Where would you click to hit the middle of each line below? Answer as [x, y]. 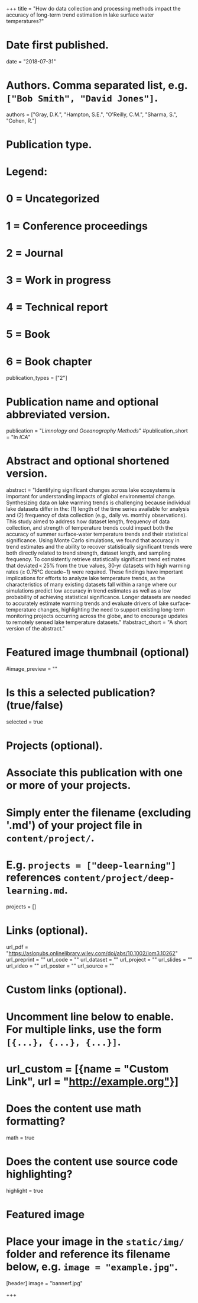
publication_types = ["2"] [37, 378]
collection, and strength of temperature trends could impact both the [90, 528]
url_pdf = [17, 947]
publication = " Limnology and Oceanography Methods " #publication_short [97, 431]
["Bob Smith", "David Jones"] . [82, 98]
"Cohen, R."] [21, 120]
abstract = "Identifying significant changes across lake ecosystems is [91, 490]
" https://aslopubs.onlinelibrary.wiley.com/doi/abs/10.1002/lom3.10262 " [92, 953]
